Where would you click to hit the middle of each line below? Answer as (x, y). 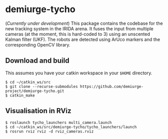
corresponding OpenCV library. (38, 44)
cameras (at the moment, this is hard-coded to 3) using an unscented (78, 34)
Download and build (37, 61)
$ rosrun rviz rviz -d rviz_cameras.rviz (50, 131)
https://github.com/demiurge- (112, 86)
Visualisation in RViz (38, 111)
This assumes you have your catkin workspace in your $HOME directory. (79, 73)
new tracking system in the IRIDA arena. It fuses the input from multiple (79, 28)
